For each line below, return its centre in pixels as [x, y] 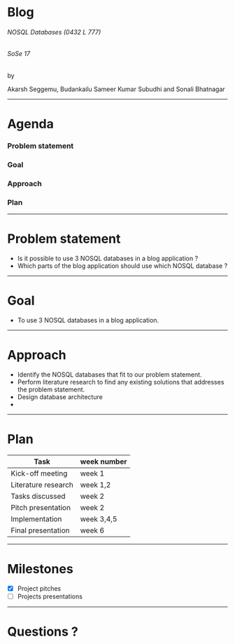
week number [104, 462]
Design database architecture [60, 397]
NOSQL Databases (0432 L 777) [54, 32]
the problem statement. [51, 389]
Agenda [30, 124]
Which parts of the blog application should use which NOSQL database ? [122, 266]
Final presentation [40, 530]
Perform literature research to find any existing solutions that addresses [121, 382]
